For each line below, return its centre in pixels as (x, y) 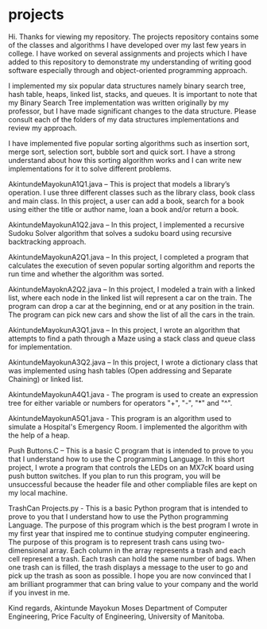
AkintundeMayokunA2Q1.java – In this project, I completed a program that (128, 257)
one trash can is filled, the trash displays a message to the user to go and (128, 567)
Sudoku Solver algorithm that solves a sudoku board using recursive (120, 233)
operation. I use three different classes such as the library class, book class (132, 192)
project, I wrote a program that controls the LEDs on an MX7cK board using (131, 467)
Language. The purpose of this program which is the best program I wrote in (133, 525)
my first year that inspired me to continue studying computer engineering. (129, 533)
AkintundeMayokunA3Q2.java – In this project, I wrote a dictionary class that (133, 362)
